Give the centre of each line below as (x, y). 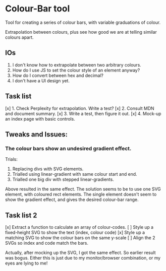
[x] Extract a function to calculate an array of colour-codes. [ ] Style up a (79, 227)
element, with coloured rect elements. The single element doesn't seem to (81, 195)
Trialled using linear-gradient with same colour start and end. (75, 174)
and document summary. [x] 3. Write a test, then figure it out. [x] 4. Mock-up (83, 113)
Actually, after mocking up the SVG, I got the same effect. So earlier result (81, 253)
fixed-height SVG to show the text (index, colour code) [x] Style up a (75, 233)
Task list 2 (21, 215)
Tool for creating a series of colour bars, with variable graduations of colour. (83, 22)
